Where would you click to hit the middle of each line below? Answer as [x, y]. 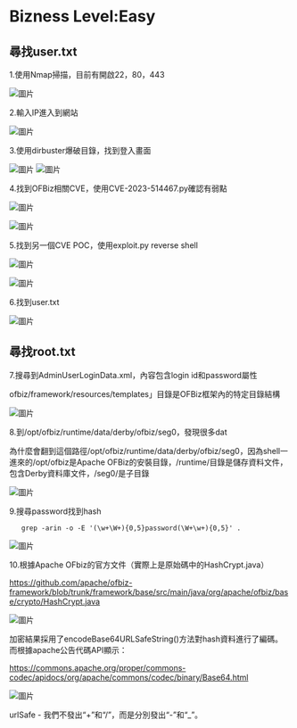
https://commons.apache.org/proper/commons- [98, 667]
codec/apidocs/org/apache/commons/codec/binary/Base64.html [129, 677]
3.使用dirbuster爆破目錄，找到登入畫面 [80, 150]
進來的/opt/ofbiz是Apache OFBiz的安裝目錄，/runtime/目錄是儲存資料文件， [148, 462]
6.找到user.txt [34, 302]
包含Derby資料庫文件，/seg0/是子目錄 [79, 473]
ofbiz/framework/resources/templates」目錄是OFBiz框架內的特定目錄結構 [145, 393]
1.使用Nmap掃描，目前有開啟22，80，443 [87, 74]
